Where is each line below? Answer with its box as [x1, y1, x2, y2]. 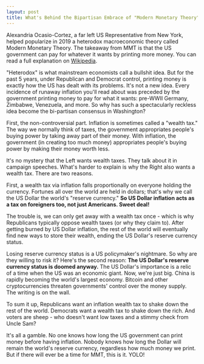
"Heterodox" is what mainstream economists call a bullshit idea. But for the [6, 69, 194, 76]
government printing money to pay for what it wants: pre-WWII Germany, [6, 95, 189, 102]
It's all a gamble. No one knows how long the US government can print [6, 331, 183, 339]
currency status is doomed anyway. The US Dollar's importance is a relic [6, 263, 191, 270]
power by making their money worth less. [6, 145, 110, 152]
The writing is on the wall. [6, 289, 71, 296]
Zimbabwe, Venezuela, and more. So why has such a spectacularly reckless [6, 101, 196, 108]
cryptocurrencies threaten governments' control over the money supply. [6, 282, 187, 289]
